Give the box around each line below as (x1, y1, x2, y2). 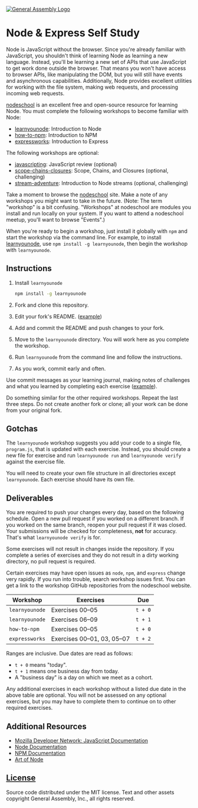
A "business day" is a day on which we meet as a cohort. (14, 674, 153, 681)
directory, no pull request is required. (6, 558, 96, 565)
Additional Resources (6, 721, 87, 731)
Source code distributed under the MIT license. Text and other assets (6, 788, 175, 796)
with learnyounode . (6, 246, 51, 254)
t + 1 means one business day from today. (14, 668, 120, 675)
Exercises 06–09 (51, 615, 98, 624)
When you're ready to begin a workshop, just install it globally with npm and (6, 228, 187, 235)
